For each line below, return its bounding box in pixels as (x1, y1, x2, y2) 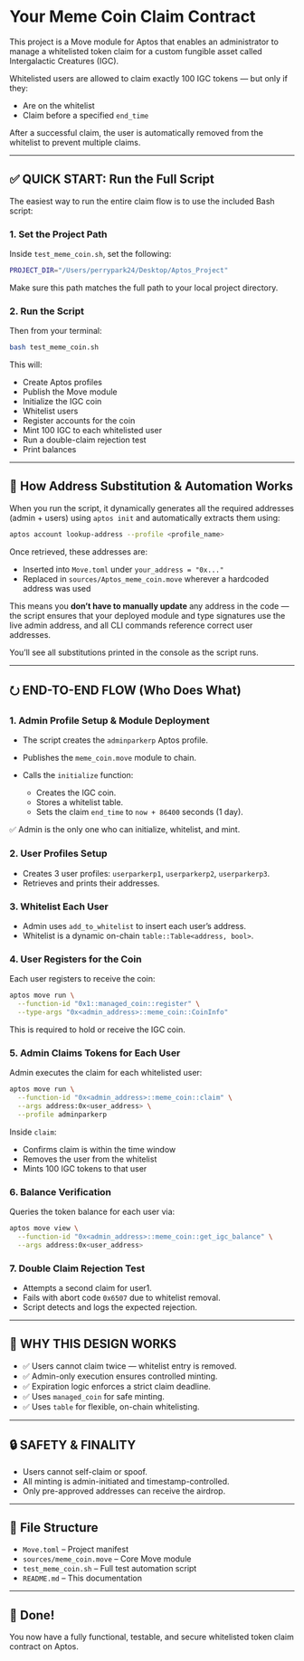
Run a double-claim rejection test (22, 434, 147, 445)
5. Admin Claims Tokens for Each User (9, 1047, 181, 1059)
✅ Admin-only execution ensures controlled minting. (22, 1371, 218, 1381)
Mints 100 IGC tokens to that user (22, 1163, 147, 1173)
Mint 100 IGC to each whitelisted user (22, 425, 163, 436)
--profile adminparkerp (17, 1110, 107, 1119)
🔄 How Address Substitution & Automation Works (9, 479, 294, 494)
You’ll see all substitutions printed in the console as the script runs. (9, 647, 260, 658)
